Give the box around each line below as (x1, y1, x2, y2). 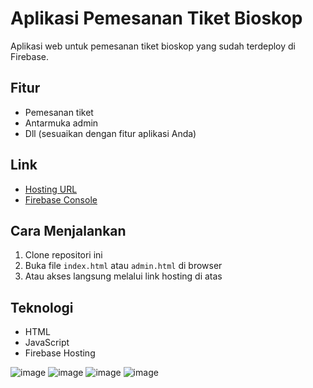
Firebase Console (24, 193, 98, 206)
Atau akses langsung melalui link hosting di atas (24, 270, 223, 282)
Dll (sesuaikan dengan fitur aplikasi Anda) (24, 127, 197, 139)
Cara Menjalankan (10, 222, 127, 239)
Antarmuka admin (24, 117, 99, 129)
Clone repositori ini (24, 249, 103, 261)
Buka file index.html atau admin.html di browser (24, 260, 223, 272)
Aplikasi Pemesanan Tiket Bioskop (10, 7, 303, 30)
